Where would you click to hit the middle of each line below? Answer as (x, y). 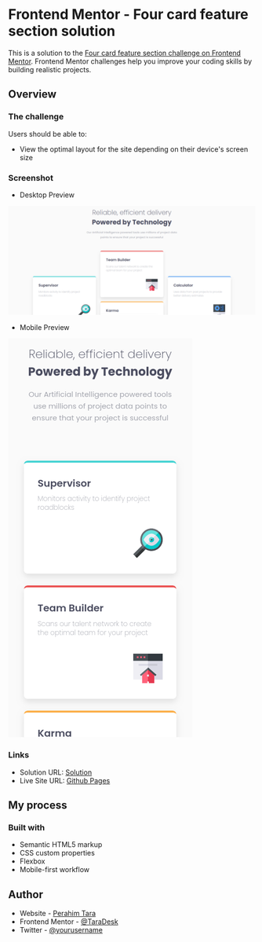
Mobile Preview (44, 328)
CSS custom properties (57, 853)
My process (38, 806)
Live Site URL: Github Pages (65, 780)
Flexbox (32, 861)
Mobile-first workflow (55, 870)
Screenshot (31, 178)
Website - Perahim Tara (58, 914)
